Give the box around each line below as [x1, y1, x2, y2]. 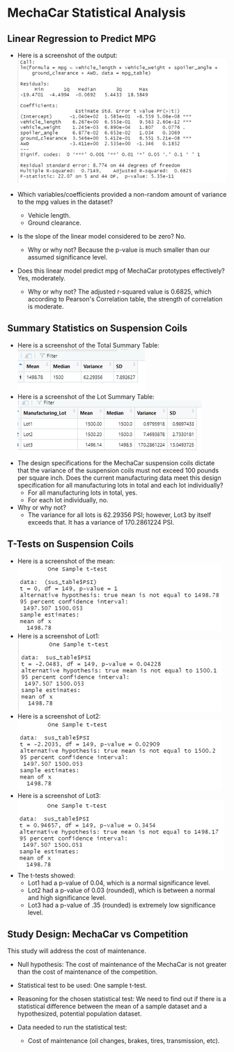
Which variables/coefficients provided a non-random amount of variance [17, 190, 227, 198]
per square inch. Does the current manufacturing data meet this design [17, 473, 221, 482]
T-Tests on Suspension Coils [7, 539, 134, 550]
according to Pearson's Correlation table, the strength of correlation [27, 294, 223, 303]
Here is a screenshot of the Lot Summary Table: [17, 392, 155, 400]
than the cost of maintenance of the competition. [17, 968, 158, 976]
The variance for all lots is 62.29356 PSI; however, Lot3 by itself [27, 511, 211, 519]
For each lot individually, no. [27, 495, 109, 504]
